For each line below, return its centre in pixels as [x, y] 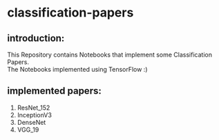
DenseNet [31, 122]
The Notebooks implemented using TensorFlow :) [77, 69]
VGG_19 [28, 130]
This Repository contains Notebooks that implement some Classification [110, 54]
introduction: [36, 38]
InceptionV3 [34, 114]
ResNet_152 [34, 108]
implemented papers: [54, 91]
